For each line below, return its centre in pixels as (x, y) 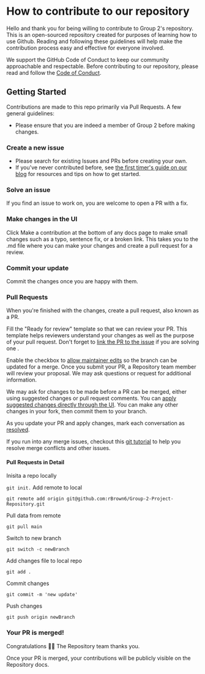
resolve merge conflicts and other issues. (58, 448)
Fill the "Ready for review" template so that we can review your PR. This (97, 329)
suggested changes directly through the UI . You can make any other (92, 405)
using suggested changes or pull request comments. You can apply (91, 398)
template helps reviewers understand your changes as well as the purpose (100, 335)
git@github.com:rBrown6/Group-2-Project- (120, 499)
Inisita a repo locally (32, 476)
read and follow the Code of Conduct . (54, 72)
